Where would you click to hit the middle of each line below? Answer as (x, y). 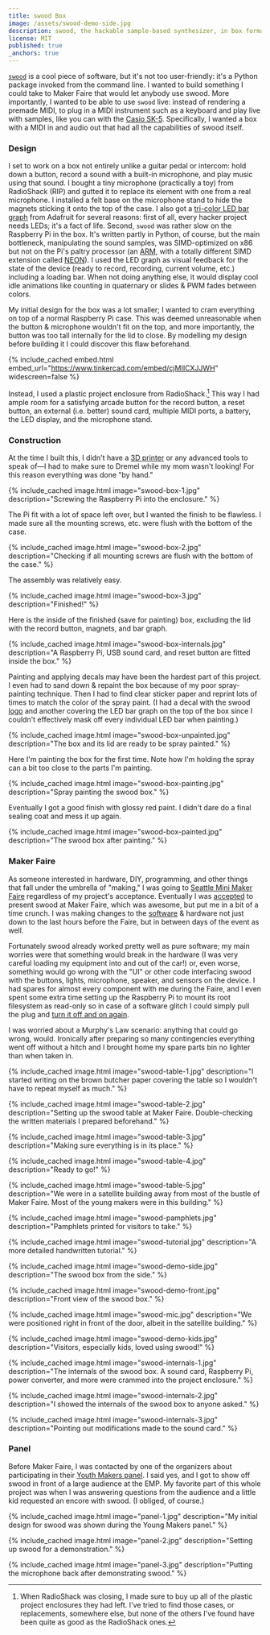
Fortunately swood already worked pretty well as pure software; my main (129, 946)
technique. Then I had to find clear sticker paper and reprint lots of (147, 694)
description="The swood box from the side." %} (88, 1274)
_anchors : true (34, 53)
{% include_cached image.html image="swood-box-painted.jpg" (115, 832)
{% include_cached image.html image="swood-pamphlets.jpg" (112, 1218)
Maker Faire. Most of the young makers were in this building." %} (116, 1202)
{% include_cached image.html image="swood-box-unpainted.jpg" (119, 735)
